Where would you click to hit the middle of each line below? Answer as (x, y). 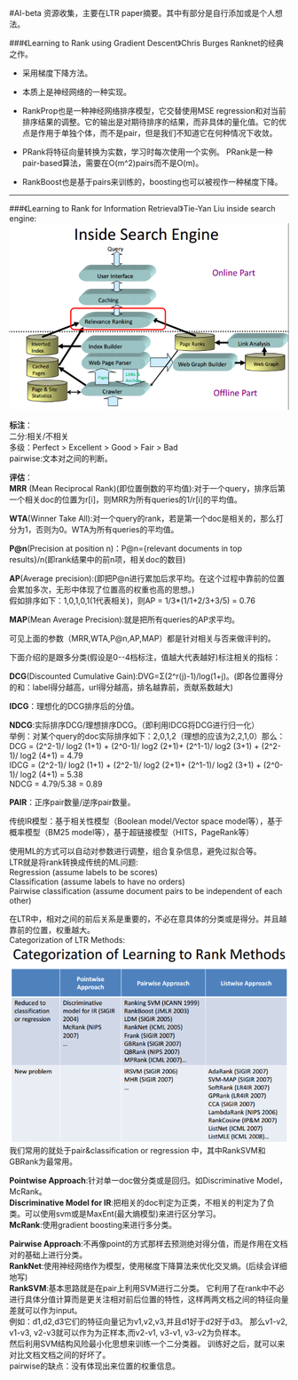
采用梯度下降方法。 (57, 73)
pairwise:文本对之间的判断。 (61, 458)
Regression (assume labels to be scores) (83, 872)
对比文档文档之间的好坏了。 (60, 1354)
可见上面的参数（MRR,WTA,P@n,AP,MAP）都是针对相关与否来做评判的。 (143, 638)
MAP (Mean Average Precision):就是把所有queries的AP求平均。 (125, 619)
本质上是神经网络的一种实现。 (76, 92)
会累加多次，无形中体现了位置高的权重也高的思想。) (102, 589)
